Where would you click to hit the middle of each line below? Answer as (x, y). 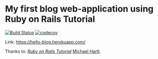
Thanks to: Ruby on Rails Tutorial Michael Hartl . (53, 51)
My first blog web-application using (79, 9)
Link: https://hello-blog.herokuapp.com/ (45, 42)
